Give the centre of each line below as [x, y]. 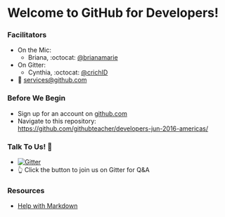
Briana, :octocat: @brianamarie [73, 58]
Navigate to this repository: [57, 121]
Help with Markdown [47, 206]
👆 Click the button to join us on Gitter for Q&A [83, 170]
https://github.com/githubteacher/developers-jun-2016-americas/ [113, 129]
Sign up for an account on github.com [72, 113]
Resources [26, 191]
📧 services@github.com [52, 80]
